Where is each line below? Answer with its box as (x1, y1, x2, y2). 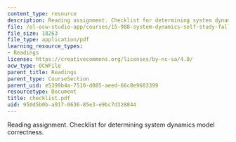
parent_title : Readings (7, 69, 77, 76)
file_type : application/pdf (7, 36, 90, 43)
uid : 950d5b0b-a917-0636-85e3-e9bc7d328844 (7, 101, 137, 108)
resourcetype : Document (7, 88, 77, 95)
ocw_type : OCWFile (7, 62, 61, 69)
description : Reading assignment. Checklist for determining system (7, 17, 212, 24)
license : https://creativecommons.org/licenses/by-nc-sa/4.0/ (7, 56, 193, 63)
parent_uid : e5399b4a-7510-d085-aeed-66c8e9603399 (7, 82, 159, 89)
